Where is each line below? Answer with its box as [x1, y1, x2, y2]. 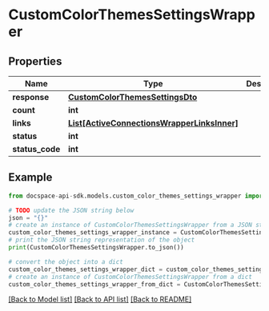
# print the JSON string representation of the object [8, 236, 195, 245]
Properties [8, 54, 62, 68]
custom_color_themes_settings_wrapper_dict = [8, 265, 163, 273]
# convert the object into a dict [8, 257, 124, 265]
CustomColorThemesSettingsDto [67, 92, 198, 102]
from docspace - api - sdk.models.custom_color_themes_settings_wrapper [8, 192, 242, 200]
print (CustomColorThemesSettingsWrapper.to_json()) [8, 244, 184, 252]
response [12, 92, 50, 102]
